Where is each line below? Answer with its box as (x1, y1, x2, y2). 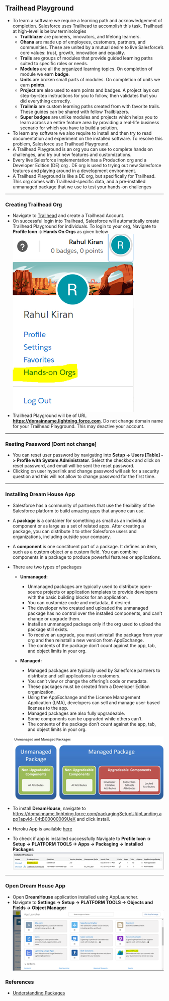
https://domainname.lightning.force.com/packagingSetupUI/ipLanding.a (12, 810, 162, 817)
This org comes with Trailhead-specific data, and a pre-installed (12, 178, 146, 184)
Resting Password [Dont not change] (5, 441, 97, 448)
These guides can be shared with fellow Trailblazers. (20, 109, 130, 115)
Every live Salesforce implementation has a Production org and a (12, 156, 147, 163)
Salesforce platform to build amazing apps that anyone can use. (12, 507, 145, 514)
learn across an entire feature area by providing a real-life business (20, 119, 159, 125)
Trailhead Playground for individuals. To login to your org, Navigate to (12, 223, 157, 229)
